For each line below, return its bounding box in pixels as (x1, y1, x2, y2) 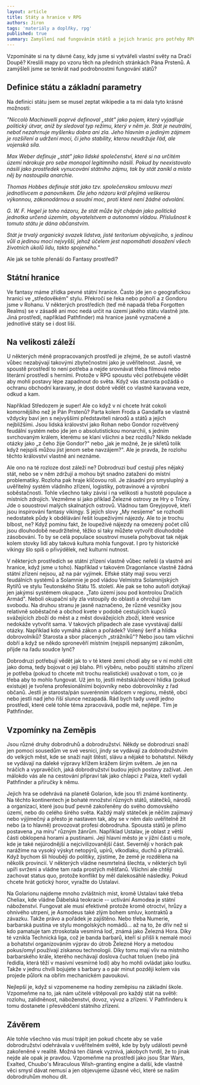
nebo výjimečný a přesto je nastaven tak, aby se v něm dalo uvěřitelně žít (7, 816, 186, 823)
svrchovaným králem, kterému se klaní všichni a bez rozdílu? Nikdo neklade (7, 434, 192, 441)
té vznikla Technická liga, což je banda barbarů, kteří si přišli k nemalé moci (7, 934, 192, 941)
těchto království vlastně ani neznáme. (7, 452, 101, 460)
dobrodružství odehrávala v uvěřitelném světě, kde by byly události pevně (7, 1042, 188, 1049)
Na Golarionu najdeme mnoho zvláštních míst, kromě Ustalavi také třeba (7, 890, 183, 897)
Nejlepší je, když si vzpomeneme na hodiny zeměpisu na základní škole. (7, 984, 183, 991)
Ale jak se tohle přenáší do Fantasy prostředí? (7, 255, 118, 262)
